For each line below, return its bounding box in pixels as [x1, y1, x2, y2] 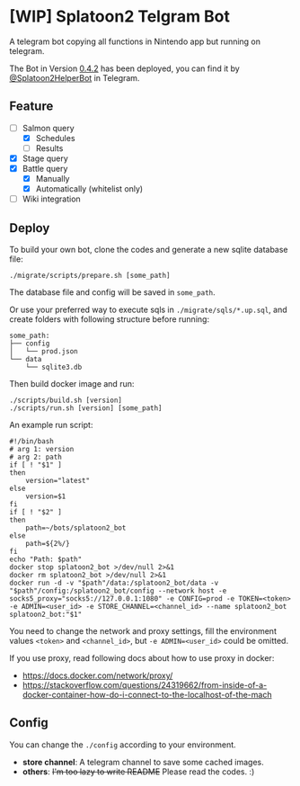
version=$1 [25, 492, 66, 501]
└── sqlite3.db [25, 362, 83, 372]
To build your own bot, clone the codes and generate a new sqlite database [9, 245, 289, 255]
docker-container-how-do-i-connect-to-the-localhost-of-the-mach [22, 690, 272, 701]
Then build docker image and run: [9, 379, 135, 389]
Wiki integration [22, 193, 81, 204]
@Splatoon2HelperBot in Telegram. [9, 72, 140, 83]
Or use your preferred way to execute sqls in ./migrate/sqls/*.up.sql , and [9, 304, 287, 316]
